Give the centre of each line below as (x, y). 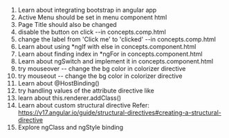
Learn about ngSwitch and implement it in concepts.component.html (116, 61)
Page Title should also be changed (67, 24)
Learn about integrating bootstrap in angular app (87, 10)
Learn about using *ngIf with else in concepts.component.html (107, 47)
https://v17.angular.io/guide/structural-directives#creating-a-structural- (120, 112)
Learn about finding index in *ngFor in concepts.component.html (110, 54)
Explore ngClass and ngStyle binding (71, 127)
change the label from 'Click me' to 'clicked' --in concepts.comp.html (117, 39)
